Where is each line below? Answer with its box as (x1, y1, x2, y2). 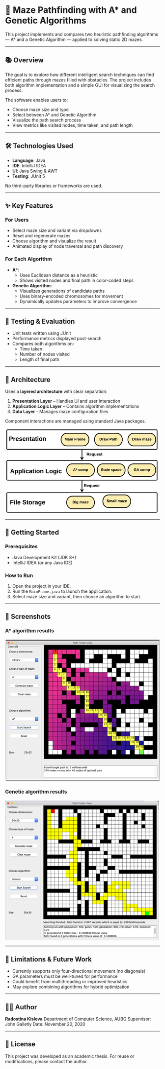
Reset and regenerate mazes (12, 233, 71, 239)
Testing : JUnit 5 (12, 173, 45, 179)
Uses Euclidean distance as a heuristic (19, 272, 98, 278)
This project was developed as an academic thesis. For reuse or (5, 1053, 135, 1059)
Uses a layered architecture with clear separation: (5, 388, 108, 394)
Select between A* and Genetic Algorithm (12, 112, 97, 117)
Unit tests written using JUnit (12, 330, 71, 336)
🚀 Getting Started (5, 528, 59, 537)
